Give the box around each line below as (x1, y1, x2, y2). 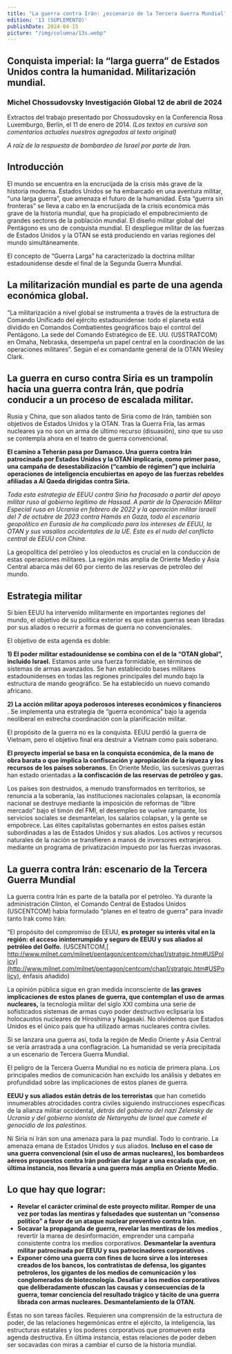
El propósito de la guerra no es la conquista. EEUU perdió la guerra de (7, 728, 206, 736)
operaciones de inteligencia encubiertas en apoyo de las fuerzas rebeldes (7, 470, 224, 478)
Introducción (7, 161, 64, 173)
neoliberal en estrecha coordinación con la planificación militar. (7, 715, 187, 723)
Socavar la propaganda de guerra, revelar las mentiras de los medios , (17, 1224, 222, 1232)
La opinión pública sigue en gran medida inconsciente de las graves (7, 985, 202, 993)
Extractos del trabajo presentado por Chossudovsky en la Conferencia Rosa (7, 113, 223, 121)
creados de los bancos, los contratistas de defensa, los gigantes (17, 1261, 206, 1269)
